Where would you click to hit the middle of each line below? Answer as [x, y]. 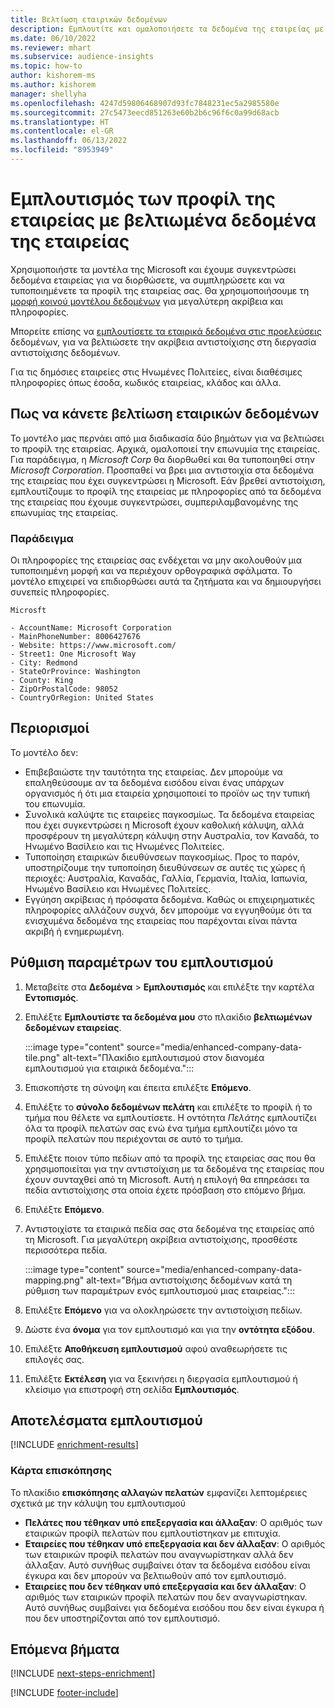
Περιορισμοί [50, 728]
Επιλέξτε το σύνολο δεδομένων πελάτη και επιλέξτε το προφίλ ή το [168, 1107]
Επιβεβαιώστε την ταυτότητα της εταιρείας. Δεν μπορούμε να [153, 772]
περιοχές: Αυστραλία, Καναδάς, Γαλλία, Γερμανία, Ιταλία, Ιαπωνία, [166, 878]
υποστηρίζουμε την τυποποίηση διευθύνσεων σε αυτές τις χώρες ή [165, 867]
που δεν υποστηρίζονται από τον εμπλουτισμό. [122, 1618]
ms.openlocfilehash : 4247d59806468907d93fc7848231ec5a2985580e [145, 103]
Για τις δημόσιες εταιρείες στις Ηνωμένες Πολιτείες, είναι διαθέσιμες [156, 372]
